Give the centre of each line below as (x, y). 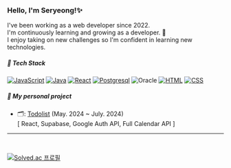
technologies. (26, 48)
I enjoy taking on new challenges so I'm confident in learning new (100, 40)
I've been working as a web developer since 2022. (79, 25)
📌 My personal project (40, 96)
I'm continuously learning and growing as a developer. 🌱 (87, 32)
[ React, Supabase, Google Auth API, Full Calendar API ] (96, 124)
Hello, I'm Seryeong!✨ (45, 10)
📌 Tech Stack (26, 63)
